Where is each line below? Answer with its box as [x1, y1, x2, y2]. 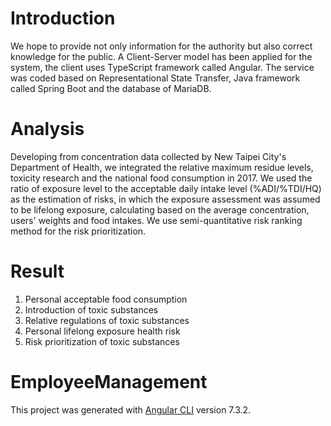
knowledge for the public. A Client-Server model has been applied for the [10, 50, 313, 62]
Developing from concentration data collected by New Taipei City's [10, 150, 287, 162]
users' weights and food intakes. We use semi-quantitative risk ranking [10, 214, 303, 226]
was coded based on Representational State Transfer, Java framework [10, 72, 301, 84]
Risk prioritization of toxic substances [24, 335, 180, 347]
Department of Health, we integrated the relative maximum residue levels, [10, 161, 314, 173]
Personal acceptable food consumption [24, 293, 188, 305]
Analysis [10, 118, 85, 141]
